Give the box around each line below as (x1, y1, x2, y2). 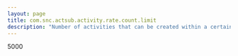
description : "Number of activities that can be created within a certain (7, 23, 233, 30)
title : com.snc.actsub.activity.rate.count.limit (7, 17, 157, 24)
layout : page (7, 10, 46, 17)
